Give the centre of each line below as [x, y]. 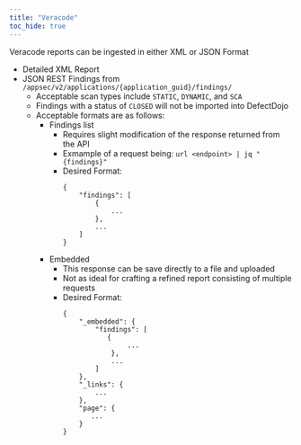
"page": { [97, 408]
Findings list [71, 125]
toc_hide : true [38, 26]
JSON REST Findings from [71, 78]
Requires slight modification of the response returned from [171, 134]
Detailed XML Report [61, 69]
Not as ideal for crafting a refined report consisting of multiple [177, 278]
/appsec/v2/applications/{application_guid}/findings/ [127, 87]
